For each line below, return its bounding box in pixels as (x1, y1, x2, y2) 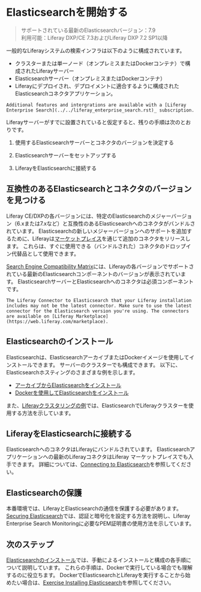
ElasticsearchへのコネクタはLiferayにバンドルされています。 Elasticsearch (6, 446, 190, 453)
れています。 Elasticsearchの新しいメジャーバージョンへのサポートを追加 (6, 227, 187, 235)
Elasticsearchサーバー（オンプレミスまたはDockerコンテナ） (14, 75, 166, 82)
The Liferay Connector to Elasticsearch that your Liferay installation (6, 297, 192, 303)
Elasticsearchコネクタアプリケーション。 (14, 90, 116, 97)
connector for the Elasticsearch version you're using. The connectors (6, 308, 189, 314)
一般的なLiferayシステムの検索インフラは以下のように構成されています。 (6, 46, 185, 54)
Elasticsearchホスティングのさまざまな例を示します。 (6, 368, 139, 376)
